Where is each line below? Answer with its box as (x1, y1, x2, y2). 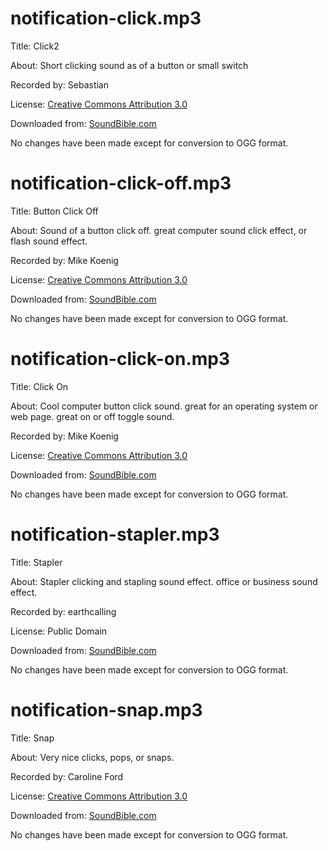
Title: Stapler (10, 556, 63, 568)
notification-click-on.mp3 (10, 348, 231, 371)
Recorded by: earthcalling (10, 605, 117, 617)
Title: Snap (10, 732, 55, 744)
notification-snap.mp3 (10, 698, 203, 721)
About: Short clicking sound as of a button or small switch (10, 59, 249, 71)
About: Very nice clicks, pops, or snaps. (10, 751, 175, 763)
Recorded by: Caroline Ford (10, 770, 124, 782)
